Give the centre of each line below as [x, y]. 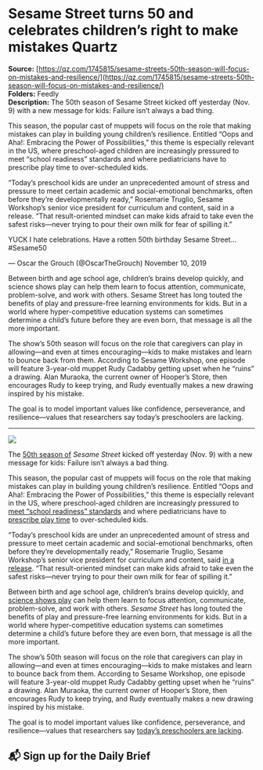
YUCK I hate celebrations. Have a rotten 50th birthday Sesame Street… [122, 239]
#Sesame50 [27, 247]
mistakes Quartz [63, 47]
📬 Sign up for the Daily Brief [79, 756]
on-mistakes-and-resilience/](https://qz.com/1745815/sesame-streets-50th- [131, 77]
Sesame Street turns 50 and [101, 14]
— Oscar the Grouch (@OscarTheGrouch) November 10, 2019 [108, 263]
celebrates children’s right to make [123, 30]
